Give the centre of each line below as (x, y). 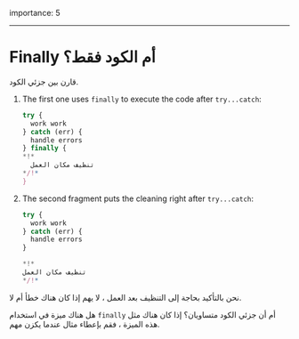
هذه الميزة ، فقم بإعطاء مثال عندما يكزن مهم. (85, 324)
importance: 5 (35, 13)
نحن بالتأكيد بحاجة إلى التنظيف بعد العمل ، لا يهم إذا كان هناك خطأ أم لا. (125, 297)
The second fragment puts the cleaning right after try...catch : (137, 198)
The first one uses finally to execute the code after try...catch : (142, 99)
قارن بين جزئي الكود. (44, 81)
